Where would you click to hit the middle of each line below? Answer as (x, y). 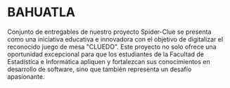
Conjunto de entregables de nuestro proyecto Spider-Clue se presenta (109, 32)
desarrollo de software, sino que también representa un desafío (100, 69)
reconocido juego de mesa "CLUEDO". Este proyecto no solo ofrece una (112, 46)
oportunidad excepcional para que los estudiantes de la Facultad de (106, 54)
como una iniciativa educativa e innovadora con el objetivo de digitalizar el (115, 39)
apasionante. (26, 76)
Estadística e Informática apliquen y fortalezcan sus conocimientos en (109, 61)
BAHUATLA (41, 12)
